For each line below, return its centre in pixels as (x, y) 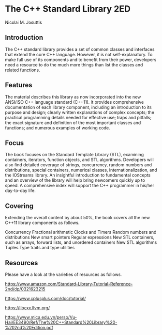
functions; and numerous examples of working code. (58, 128)
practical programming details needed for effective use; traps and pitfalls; (78, 117)
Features (19, 85)
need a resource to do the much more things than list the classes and (74, 64)
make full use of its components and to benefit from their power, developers (81, 60)
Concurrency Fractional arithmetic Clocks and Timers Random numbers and (81, 232)
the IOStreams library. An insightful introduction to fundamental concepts (78, 175)
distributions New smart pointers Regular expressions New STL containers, (80, 237)
